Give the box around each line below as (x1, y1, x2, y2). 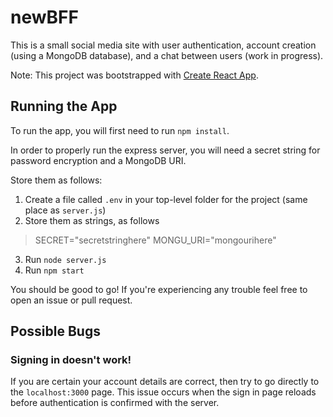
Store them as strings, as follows (24, 214, 160, 226)
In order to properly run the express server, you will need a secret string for (10, 144, 321, 156)
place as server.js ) (24, 204, 107, 216)
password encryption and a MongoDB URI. (10, 154, 187, 166)
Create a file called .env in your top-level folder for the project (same (24, 193, 308, 205)
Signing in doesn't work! (10, 353, 132, 367)
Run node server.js (24, 253, 107, 265)
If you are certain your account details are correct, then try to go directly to (10, 376, 320, 388)
